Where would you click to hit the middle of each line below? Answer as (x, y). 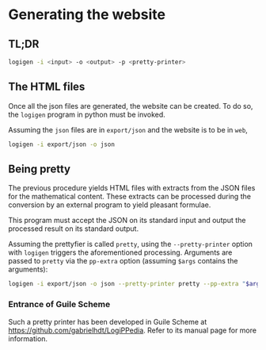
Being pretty (40, 169)
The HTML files (47, 87)
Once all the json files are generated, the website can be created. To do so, (131, 106)
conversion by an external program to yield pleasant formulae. (110, 205)
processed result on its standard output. (74, 229)
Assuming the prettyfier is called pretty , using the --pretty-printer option (131, 244)
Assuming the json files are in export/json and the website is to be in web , (128, 129)
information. (28, 338)
